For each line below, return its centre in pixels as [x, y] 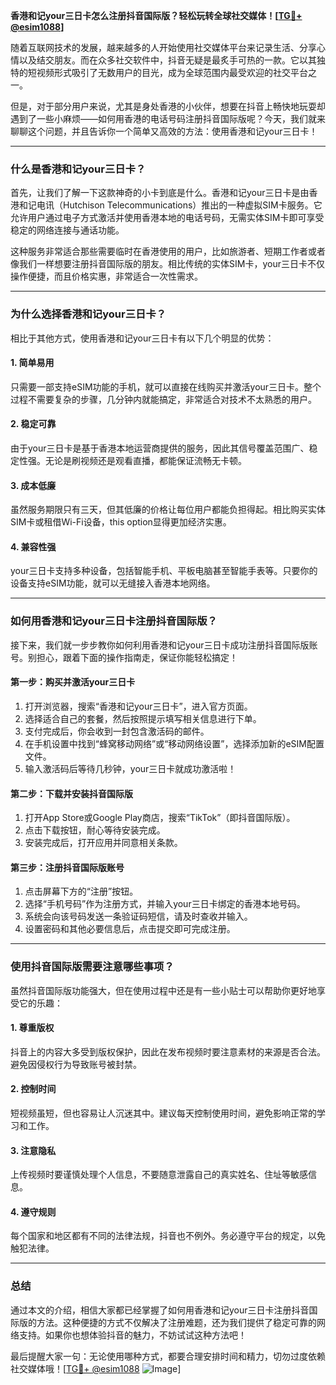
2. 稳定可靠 [33, 424]
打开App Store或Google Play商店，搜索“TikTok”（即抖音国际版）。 [160, 818]
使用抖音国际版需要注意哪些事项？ [92, 967]
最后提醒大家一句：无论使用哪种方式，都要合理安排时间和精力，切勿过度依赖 [168, 1356]
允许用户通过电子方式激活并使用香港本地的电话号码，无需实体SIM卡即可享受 [167, 218]
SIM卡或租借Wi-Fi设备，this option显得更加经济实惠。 [121, 522]
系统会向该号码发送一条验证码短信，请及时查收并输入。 [138, 916]
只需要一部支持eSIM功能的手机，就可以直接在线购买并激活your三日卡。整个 [166, 386]
